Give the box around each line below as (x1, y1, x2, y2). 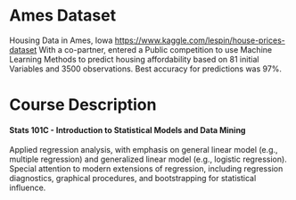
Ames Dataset (9, 5, 117, 26)
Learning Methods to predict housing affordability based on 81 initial (9, 54, 259, 64)
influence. (9, 182, 46, 193)
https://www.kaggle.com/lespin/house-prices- (114, 35, 285, 46)
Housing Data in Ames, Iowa (9, 35, 113, 46)
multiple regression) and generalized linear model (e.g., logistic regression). (9, 154, 287, 165)
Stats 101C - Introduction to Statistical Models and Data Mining (9, 124, 246, 135)
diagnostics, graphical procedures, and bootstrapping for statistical (9, 173, 257, 184)
